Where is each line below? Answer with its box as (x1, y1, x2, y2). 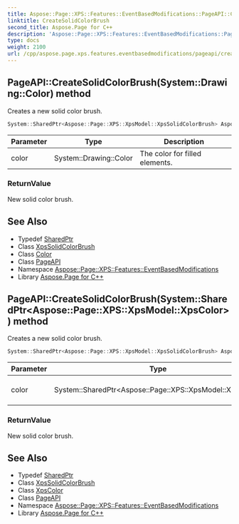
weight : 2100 (7, 43, 46, 51)
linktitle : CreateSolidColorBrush (7, 17, 110, 24)
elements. (139, 158, 173, 168)
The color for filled (139, 148, 201, 158)
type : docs (7, 37, 40, 44)
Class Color (17, 250, 52, 258)
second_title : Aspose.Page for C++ (7, 24, 113, 31)
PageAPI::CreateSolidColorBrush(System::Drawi (7, 76, 228, 89)
